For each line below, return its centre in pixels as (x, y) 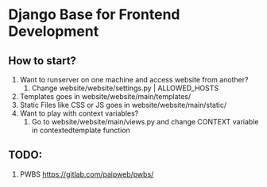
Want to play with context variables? (79, 113)
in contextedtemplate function (81, 130)
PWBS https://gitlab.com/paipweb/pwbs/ (87, 174)
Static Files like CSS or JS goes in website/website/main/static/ (123, 105)
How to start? (43, 61)
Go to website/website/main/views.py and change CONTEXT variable (145, 122)
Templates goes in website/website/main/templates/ (105, 96)
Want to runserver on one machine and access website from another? (134, 80)
